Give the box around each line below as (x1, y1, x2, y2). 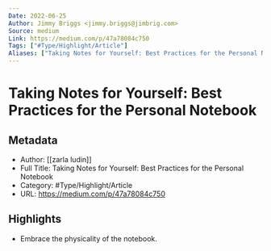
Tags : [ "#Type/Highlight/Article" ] (8, 42, 128, 50)
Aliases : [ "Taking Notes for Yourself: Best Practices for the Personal (8, 49, 258, 57)
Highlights (8, 212, 62, 226)
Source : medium (8, 27, 60, 35)
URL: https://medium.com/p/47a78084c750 (19, 189, 165, 199)
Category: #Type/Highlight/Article (19, 181, 133, 190)
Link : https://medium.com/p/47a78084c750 (8, 34, 150, 43)
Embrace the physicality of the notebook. (19, 233, 157, 243)
